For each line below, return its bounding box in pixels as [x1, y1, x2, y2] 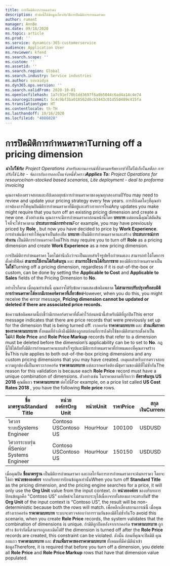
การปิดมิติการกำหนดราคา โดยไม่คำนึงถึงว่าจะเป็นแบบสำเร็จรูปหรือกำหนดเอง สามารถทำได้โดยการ [5, 252, 164, 258]
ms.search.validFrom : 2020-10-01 [5, 87, 76, 93]
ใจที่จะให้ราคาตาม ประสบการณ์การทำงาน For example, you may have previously [5, 220, 153, 226]
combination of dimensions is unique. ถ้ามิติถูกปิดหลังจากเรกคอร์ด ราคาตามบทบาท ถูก [5, 521, 163, 527]
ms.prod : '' [5, 36, 30, 41]
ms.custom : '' [5, 59, 35, 64]
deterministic [5, 504, 33, 510]
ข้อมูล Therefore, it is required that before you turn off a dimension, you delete [5, 544, 164, 550]
